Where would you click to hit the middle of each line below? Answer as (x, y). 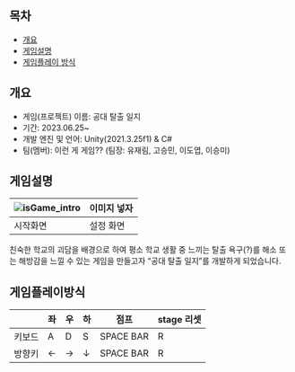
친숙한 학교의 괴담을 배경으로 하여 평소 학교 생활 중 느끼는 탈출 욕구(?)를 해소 (143, 250)
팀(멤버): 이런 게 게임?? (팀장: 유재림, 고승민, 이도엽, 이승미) (126, 150)
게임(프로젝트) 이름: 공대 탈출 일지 (82, 116)
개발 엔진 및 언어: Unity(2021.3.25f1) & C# (97, 138)
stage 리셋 (179, 320)
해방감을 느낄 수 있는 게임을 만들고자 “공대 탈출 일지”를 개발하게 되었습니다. (150, 261)
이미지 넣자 (111, 208)
